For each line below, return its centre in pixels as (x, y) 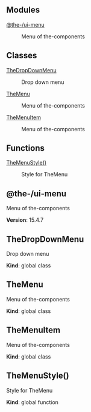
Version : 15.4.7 (25, 220)
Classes (22, 56)
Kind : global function (33, 402)
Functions (26, 148)
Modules (23, 10)
